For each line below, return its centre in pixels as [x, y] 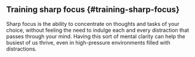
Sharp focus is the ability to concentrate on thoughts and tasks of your [93, 24]
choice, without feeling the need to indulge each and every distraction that [98, 30]
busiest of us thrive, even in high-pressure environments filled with [88, 42]
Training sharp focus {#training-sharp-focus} [93, 10]
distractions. [21, 49]
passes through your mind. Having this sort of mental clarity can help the [96, 36]
